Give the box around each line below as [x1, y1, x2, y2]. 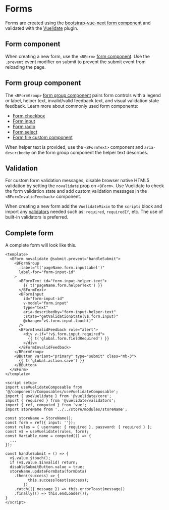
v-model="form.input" [23, 301, 69, 306]
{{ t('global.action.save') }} [18, 358, 85, 363]
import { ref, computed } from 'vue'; [5, 403, 87, 408]
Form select [12, 129, 38, 135]
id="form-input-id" [23, 296, 65, 302]
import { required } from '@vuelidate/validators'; [5, 398, 116, 403]
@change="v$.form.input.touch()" [23, 318, 94, 324]
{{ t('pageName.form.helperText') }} [23, 283, 102, 288]
